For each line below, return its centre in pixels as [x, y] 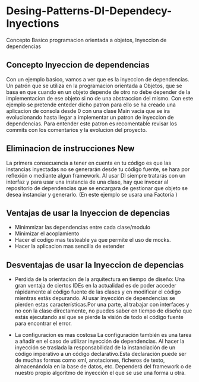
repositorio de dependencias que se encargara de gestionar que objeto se [97, 188]
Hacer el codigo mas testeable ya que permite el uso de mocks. [93, 240]
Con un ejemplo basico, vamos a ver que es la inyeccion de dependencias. [98, 79]
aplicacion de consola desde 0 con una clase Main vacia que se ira [88, 111]
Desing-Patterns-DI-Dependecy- [89, 11]
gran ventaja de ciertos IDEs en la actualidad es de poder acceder [95, 286]
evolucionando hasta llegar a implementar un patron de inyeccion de [90, 117]
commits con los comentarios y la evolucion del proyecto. [77, 130]
